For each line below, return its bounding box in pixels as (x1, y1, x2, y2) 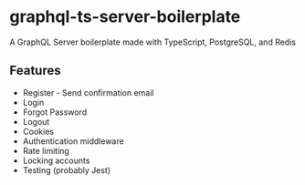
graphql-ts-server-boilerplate (9, 6, 241, 27)
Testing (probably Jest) (22, 164, 111, 175)
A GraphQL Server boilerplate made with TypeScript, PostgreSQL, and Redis (9, 36, 297, 47)
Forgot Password (22, 107, 88, 118)
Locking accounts (22, 155, 90, 166)
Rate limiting (22, 145, 70, 156)
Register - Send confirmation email (22, 87, 154, 98)
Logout (22, 116, 50, 127)
